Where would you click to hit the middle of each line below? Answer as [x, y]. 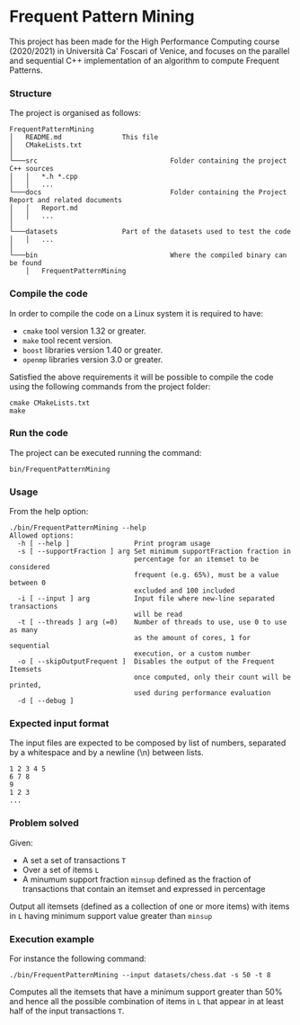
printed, [26, 685]
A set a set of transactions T [74, 860]
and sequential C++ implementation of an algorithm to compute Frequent [145, 60]
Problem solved [44, 823]
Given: [21, 842]
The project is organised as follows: [75, 113]
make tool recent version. [67, 340]
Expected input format [59, 724]
